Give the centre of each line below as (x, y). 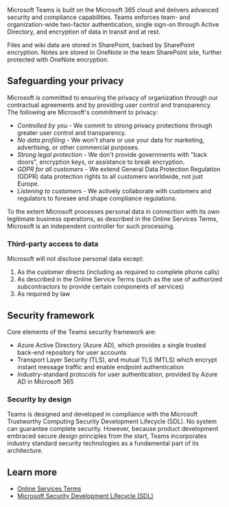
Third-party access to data (53, 244)
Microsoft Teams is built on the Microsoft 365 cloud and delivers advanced (113, 10)
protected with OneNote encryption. (58, 60)
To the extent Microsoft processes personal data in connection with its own (113, 211)
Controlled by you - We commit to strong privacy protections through (114, 125)
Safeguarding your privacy (65, 81)
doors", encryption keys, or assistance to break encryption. (101, 162)
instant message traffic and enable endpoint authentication (100, 367)
